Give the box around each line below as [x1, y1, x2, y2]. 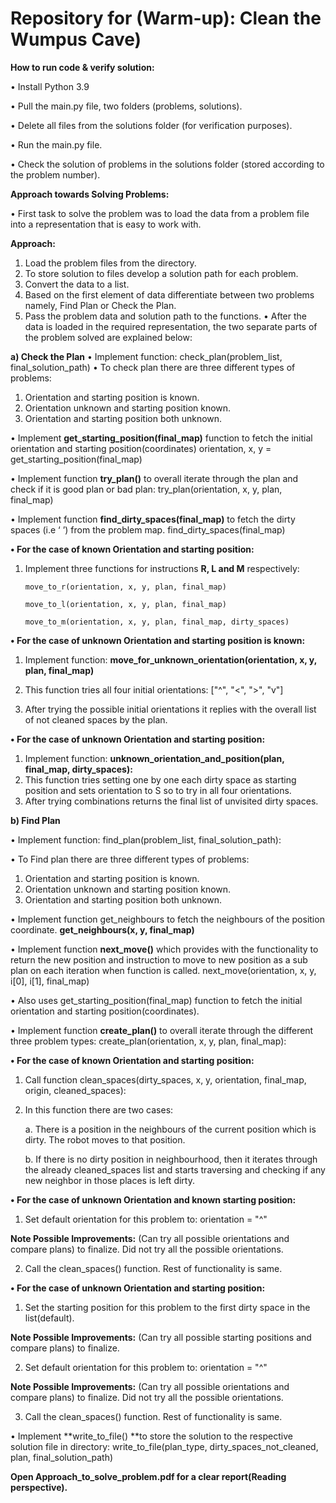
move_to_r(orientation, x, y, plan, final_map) [24, 582, 227, 592]
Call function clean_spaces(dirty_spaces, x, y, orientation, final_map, [24, 1073, 307, 1086]
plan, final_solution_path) [10, 1451, 114, 1463]
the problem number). [10, 168, 101, 181]
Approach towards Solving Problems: [10, 188, 170, 200]
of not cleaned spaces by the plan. [24, 713, 168, 726]
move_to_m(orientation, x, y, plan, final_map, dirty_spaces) [24, 617, 290, 627]
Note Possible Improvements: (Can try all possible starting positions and [10, 1331, 312, 1343]
